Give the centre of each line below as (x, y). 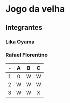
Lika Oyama (20, 42)
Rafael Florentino (26, 55)
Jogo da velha (35, 9)
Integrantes (24, 27)
